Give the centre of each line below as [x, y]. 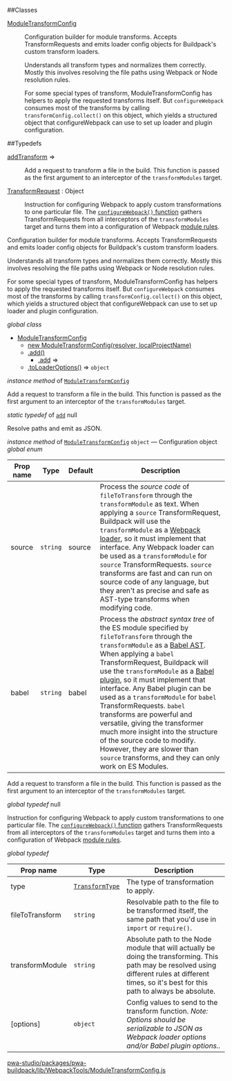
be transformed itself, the [167, 911]
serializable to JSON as [165, 1028]
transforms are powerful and [146, 714]
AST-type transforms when [145, 599]
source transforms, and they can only [160, 758]
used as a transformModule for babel [158, 697]
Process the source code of [145, 486]
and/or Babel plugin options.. [174, 1046]
